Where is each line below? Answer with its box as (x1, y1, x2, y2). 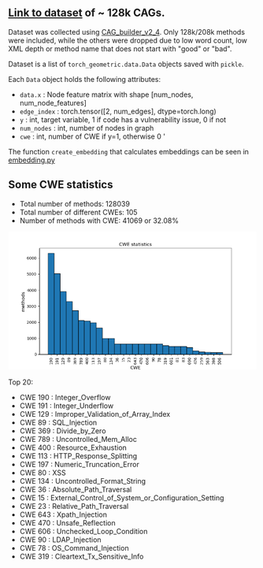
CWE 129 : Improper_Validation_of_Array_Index (19, 409, 171, 418)
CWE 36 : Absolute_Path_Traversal (19, 484, 132, 494)
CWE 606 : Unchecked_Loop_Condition (19, 526, 148, 536)
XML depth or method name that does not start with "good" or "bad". (8, 43, 232, 54)
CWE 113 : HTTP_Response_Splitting (19, 451, 138, 460)
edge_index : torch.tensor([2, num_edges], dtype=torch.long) (19, 106, 217, 116)
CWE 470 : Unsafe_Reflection (19, 518, 116, 527)
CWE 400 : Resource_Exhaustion (19, 443, 128, 452)
